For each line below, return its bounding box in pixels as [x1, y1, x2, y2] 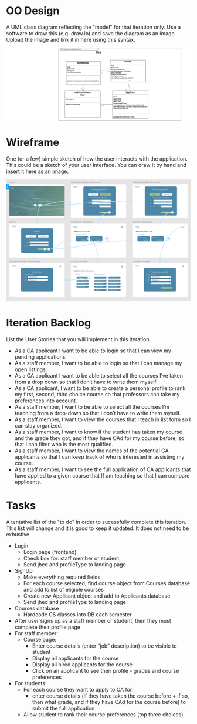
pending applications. [14, 353, 67, 360]
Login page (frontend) [23, 548, 77, 555]
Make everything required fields [23, 573, 101, 580]
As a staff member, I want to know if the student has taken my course [14, 428, 183, 435]
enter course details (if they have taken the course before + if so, [32, 692, 189, 699]
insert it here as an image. [6, 168, 69, 175]
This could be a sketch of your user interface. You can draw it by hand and [6, 162, 186, 169]
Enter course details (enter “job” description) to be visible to [32, 642, 177, 649]
